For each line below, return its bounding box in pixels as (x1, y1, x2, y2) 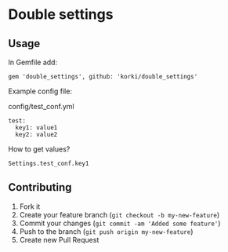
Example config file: (8, 86, 73, 96)
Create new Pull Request (19, 235, 100, 244)
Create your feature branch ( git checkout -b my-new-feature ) (19, 210, 220, 219)
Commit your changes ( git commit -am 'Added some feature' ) (19, 218, 221, 228)
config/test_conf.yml (8, 102, 74, 111)
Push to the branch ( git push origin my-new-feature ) (19, 226, 194, 236)
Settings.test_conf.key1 (8, 159, 89, 167)
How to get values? (8, 144, 71, 154)
